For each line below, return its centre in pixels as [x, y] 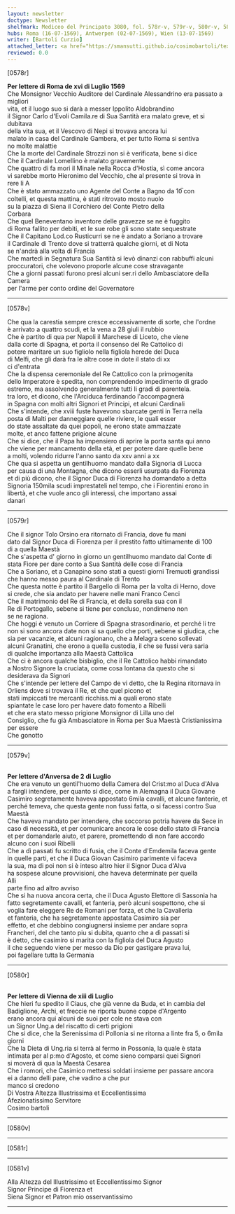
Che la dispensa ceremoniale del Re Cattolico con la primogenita [100, 374]
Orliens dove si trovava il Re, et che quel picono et [79, 690]
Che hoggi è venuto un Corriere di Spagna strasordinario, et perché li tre [112, 623]
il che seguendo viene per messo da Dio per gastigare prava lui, [99, 947]
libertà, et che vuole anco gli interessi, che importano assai [92, 493]
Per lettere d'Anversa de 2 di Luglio [59, 776]
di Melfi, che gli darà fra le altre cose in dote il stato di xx [89, 359]
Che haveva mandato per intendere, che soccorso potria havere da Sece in [115, 821]
